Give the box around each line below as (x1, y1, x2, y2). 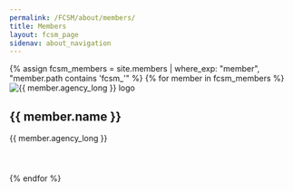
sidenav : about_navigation (9, 38, 112, 48)
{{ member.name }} (9, 109, 122, 124)
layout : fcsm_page (9, 30, 79, 39)
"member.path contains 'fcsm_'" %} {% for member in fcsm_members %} (9, 73, 285, 84)
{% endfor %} (9, 173, 62, 184)
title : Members (9, 22, 67, 31)
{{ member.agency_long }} (9, 133, 108, 144)
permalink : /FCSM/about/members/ (9, 13, 136, 23)
